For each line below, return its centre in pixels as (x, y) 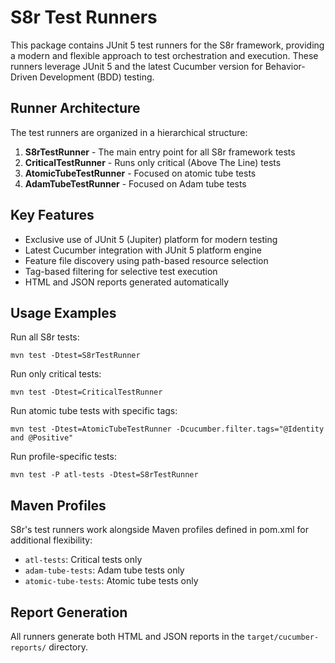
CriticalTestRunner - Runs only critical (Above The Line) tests (153, 162)
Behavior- (285, 66)
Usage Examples (63, 312)
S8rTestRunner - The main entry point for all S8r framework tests (160, 152)
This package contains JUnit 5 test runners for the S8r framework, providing (167, 45)
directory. (68, 647)
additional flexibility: (51, 540)
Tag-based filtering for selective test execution (121, 271)
